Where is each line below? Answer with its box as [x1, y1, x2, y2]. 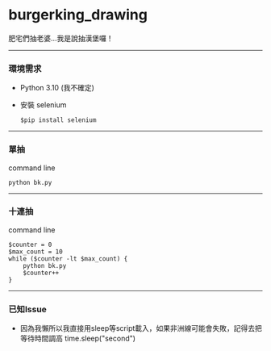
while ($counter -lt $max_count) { [8, 254, 128, 263]
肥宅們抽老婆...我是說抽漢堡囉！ [8, 33, 115, 43]
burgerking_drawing [8, 6, 148, 24]
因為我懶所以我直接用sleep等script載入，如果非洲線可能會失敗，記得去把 [19, 324, 262, 333]
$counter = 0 [8, 240, 52, 249]
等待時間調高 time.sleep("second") [19, 333, 135, 344]
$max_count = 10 [8, 248, 63, 256]
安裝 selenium [19, 100, 67, 110]
